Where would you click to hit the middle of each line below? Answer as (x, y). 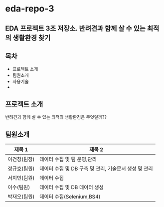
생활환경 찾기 (32, 38)
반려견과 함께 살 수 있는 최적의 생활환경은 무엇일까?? (56, 117)
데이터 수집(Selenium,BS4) (70, 197)
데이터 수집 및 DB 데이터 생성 (72, 188)
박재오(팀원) (21, 197)
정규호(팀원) (21, 169)
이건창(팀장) (21, 159)
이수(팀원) (19, 188)
